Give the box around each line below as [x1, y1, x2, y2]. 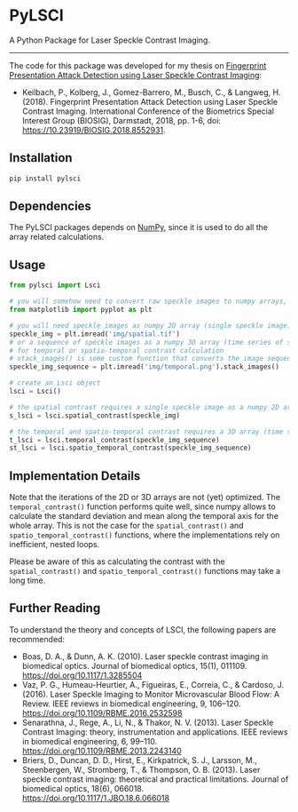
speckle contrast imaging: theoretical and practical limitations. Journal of [21, 774, 289, 784]
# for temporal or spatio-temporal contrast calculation [9, 346, 224, 355]
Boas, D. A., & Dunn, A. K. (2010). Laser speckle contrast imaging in [21, 650, 269, 662]
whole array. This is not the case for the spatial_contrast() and [9, 521, 244, 531]
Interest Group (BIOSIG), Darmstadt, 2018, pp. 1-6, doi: [21, 115, 222, 125]
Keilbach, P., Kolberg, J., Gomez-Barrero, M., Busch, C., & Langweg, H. [21, 86, 281, 98]
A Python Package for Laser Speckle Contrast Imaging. [9, 35, 211, 45]
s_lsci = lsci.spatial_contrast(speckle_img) [9, 410, 180, 420]
